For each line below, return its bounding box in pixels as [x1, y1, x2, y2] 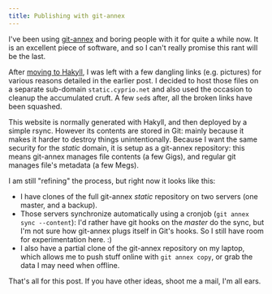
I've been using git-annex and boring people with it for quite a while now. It [8, 34, 259, 44]
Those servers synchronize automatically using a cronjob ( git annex [19, 208, 249, 219]
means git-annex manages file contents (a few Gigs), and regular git [8, 151, 236, 161]
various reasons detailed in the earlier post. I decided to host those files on [8, 75, 259, 85]
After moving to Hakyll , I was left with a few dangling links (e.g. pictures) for [8, 66, 262, 77]
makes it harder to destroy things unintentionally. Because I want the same [8, 134, 258, 144]
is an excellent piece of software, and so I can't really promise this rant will [8, 42, 258, 53]
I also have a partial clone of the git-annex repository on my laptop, [19, 243, 245, 253]
